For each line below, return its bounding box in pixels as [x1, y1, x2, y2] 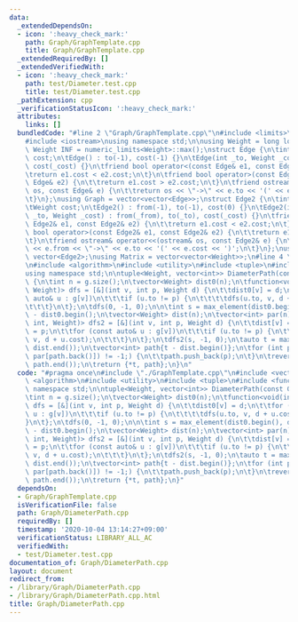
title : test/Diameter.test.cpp [25, 87, 141, 96]
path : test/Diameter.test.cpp [25, 79, 137, 88]
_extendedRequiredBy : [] [17, 54, 109, 63]
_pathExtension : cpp [17, 95, 93, 105]
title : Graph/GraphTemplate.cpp [25, 46, 145, 55]
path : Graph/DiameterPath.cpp [17, 508, 129, 518]
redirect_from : [9, 575, 66, 584]
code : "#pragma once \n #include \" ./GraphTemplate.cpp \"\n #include [17, 368, 268, 378]
